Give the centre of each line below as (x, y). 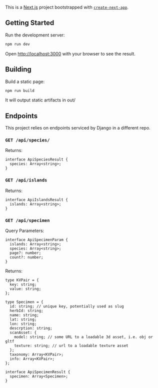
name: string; (24, 315)
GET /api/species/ (27, 140)
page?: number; (25, 253)
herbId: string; (26, 311)
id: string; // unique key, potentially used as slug (67, 306)
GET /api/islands (26, 180)
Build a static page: (25, 81)
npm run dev (17, 44)
